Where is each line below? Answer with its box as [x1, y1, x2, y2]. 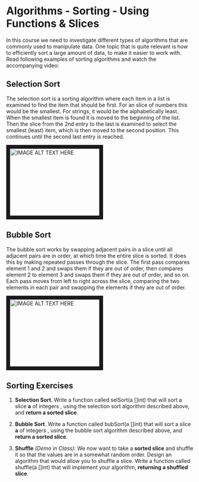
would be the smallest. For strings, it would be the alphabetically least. [6, 107, 179, 114]
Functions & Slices [6, 17, 99, 30]
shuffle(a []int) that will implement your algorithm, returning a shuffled [14, 464, 188, 471]
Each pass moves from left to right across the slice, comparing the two [6, 277, 180, 284]
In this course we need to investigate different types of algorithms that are [6, 36, 188, 43]
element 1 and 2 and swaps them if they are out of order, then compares [6, 265, 184, 272]
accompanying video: [6, 61, 60, 69]
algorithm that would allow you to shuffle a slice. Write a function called [14, 458, 191, 465]
